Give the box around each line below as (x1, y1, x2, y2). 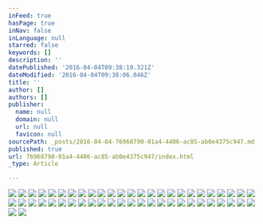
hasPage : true (8, 19, 56, 27)
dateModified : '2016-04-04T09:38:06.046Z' (8, 71, 151, 79)
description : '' (8, 57, 62, 65)
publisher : (8, 100, 45, 108)
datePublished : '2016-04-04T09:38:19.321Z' (8, 64, 155, 72)
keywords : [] (8, 49, 52, 57)
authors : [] (8, 93, 48, 101)
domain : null (15, 116, 59, 124)
